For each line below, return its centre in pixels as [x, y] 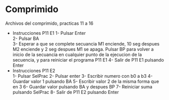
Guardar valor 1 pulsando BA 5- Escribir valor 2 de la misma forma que [86, 81]
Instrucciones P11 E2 [34, 70]
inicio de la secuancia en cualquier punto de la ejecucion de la [77, 55]
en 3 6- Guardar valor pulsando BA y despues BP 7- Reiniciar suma [82, 86]
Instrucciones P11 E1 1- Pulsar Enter [49, 33]
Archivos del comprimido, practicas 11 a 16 [49, 23]
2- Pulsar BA [26, 38]
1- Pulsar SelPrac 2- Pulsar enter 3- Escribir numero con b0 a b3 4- [82, 76]
